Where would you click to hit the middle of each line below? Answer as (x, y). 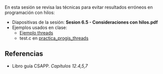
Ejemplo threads (36, 33)
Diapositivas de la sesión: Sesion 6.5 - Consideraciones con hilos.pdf (85, 22)
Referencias (24, 54)
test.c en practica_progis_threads (54, 38)
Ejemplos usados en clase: (39, 27)
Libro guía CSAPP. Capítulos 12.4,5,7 (50, 66)
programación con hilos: (30, 12)
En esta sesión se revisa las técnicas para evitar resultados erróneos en (79, 7)
